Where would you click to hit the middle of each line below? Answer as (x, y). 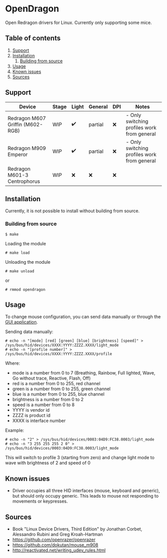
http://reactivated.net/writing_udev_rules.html (59, 551)
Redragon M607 (27, 118)
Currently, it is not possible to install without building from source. (73, 211)
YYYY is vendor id (31, 410)
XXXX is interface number (39, 421)
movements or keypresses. (40, 501)
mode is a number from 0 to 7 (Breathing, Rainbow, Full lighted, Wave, (84, 373)
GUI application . (22, 322)
